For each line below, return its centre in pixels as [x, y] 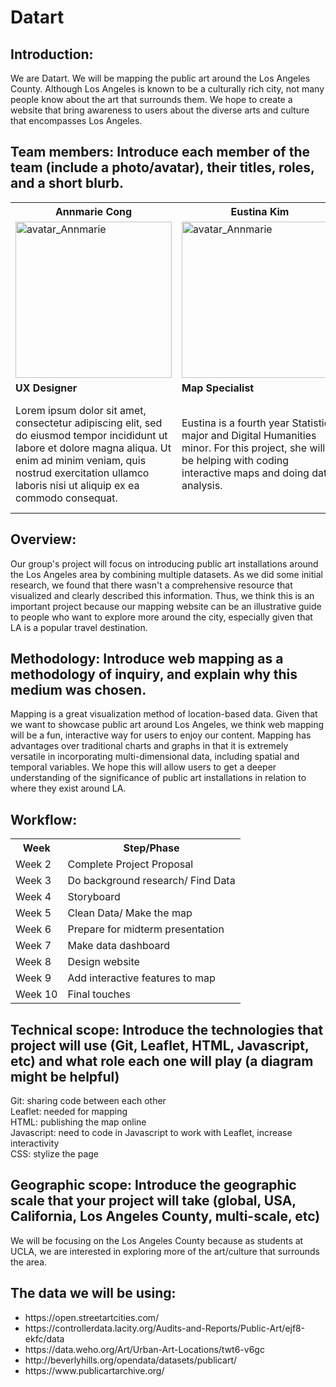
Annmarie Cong [93, 211]
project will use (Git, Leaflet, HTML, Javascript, [160, 1045]
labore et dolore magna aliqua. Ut [93, 448]
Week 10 [36, 994]
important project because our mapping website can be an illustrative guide [166, 606]
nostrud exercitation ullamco [82, 473]
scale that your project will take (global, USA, [153, 1201]
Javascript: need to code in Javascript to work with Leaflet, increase [151, 1133]
